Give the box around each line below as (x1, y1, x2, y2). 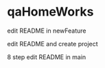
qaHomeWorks (7, 4, 94, 20)
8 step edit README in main (7, 52, 86, 61)
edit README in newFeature (7, 27, 86, 35)
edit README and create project (7, 39, 98, 48)
